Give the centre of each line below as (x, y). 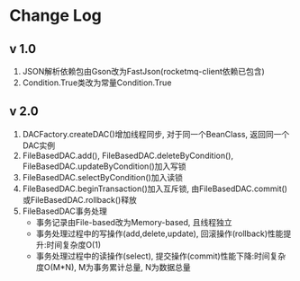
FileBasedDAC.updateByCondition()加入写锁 (104, 166)
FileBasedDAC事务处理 (65, 211)
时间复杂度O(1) (74, 244)
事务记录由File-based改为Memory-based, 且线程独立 (134, 222)
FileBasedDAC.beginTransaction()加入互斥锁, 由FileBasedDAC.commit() (155, 189)
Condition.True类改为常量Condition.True (97, 83)
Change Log (55, 16)
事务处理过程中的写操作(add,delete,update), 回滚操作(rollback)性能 (159, 233)
